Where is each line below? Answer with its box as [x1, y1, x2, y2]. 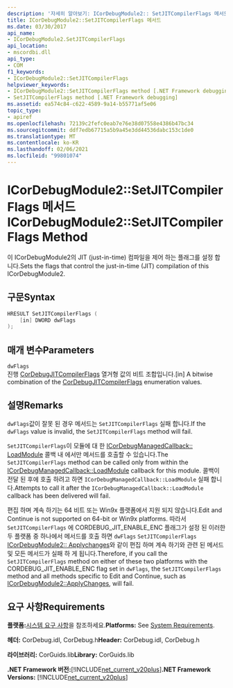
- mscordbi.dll [7, 49, 51, 56]
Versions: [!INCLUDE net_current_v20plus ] [7, 673, 128, 681]
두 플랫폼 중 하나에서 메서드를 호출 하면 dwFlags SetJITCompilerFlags [7, 532, 197, 540]
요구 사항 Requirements [7, 601, 105, 613]
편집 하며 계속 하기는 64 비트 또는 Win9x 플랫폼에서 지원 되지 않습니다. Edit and [7, 505, 223, 514]
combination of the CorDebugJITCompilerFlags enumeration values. [7, 378, 202, 386]
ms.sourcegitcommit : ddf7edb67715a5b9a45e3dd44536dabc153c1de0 [7, 126, 194, 133]
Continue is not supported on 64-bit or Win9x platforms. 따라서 [7, 514, 187, 523]
